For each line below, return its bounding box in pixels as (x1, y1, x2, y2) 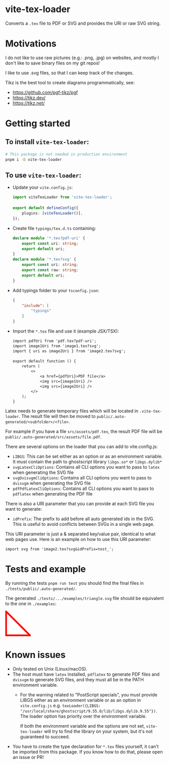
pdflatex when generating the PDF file (12, 491, 93, 497)
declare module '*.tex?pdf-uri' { (12, 236, 85, 241)
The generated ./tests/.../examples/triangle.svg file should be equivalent (5, 595, 164, 601)
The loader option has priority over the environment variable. (20, 713, 147, 719)
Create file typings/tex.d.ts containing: (12, 225, 96, 231)
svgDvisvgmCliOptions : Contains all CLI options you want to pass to (12, 475, 152, 481)
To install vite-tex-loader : (5, 138, 89, 146)
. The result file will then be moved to (18, 413, 96, 419)
